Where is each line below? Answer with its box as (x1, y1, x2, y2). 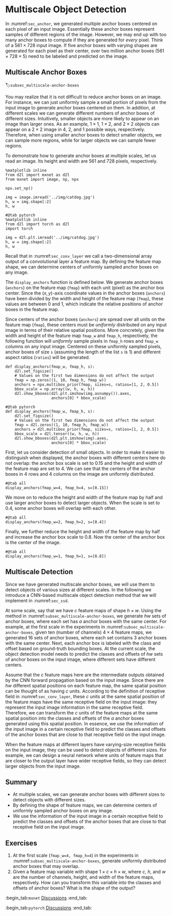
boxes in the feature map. (5, 306, 59, 312)
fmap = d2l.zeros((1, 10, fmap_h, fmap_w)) (14, 422, 109, 428)
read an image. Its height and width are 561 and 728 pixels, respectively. (5, 158, 158, 164)
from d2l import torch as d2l (5, 221, 70, 227)
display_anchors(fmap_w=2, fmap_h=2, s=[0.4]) (5, 519, 106, 525)
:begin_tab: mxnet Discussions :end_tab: (5, 895, 88, 901)
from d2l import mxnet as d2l (5, 172, 70, 177)
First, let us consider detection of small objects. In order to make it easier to (5, 449, 165, 455)
